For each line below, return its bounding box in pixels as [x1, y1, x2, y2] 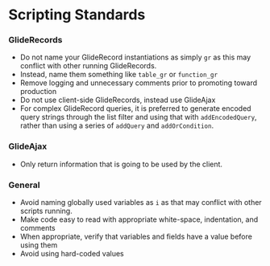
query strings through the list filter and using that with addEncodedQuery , [19, 113, 257, 122]
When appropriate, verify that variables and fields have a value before [19, 231, 252, 242]
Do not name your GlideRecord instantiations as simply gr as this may [19, 52, 251, 62]
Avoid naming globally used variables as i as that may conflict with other [19, 198, 262, 207]
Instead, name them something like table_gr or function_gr [19, 70, 218, 80]
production [19, 87, 57, 96]
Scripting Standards [8, 6, 146, 24]
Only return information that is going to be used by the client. [19, 159, 223, 169]
